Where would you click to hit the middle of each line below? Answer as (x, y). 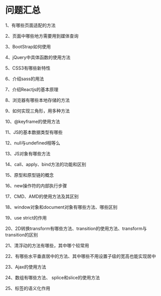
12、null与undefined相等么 (33, 143)
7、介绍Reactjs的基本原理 (32, 89)
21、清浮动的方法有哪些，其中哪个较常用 (47, 245)
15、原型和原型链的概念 (29, 175)
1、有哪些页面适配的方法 (30, 25)
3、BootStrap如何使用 (28, 46)
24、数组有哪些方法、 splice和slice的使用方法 (53, 277)
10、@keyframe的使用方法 (33, 121)
